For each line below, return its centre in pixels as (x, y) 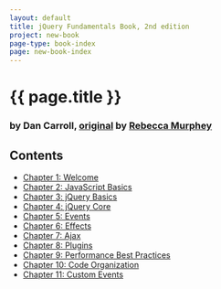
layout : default (40, 18)
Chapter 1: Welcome (60, 177)
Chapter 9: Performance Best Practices (96, 255)
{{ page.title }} (66, 97)
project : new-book (44, 35)
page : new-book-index (51, 52)
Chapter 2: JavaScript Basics (77, 187)
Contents (37, 155)
